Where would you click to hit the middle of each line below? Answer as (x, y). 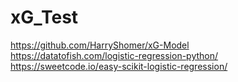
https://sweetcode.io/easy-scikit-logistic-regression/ (119, 66)
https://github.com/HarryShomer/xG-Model (100, 45)
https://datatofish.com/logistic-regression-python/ (114, 55)
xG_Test (44, 17)
